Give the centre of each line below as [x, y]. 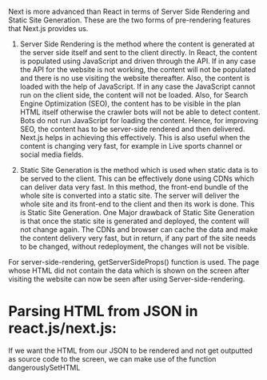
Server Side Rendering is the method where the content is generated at [137, 44]
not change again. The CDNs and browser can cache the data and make [139, 230]
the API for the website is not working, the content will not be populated [138, 70]
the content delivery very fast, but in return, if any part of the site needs [138, 238]
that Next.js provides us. [48, 28]
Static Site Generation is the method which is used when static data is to [139, 170]
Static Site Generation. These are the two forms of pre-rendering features [130, 20]
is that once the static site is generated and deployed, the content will [134, 221]
